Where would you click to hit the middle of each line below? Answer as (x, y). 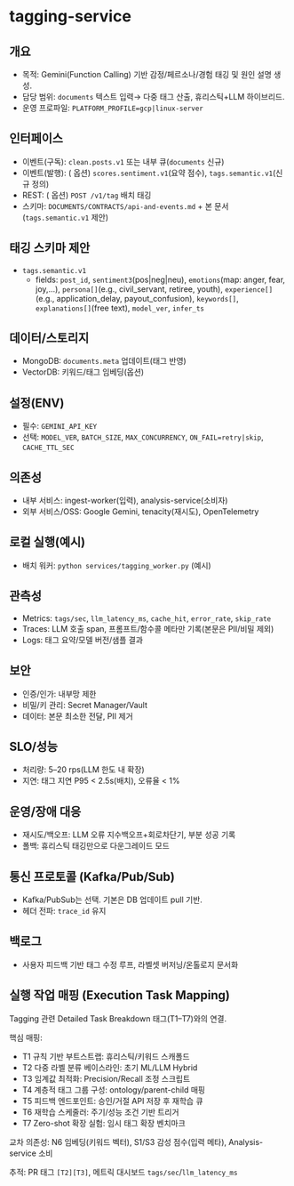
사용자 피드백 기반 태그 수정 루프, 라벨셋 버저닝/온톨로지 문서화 (130, 964)
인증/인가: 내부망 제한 (59, 694)
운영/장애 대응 (45, 811)
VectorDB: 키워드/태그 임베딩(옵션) (83, 372)
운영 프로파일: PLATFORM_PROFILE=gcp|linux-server (113, 108)
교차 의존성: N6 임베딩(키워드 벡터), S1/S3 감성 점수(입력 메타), (118, 1142)
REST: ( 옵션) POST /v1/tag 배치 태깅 (87, 195)
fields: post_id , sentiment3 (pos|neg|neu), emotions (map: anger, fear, (160, 279)
